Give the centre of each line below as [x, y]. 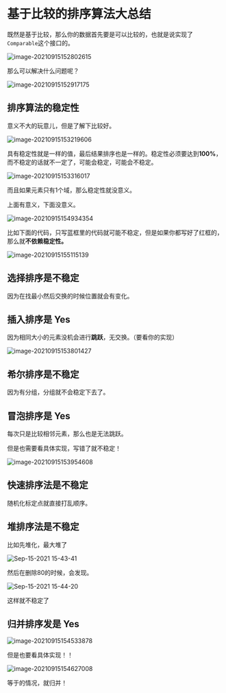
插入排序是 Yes [39, 319]
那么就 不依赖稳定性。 [37, 241]
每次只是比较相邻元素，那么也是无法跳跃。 [67, 434]
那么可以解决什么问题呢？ [43, 71]
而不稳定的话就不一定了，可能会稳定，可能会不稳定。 [82, 162]
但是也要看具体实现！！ [40, 655]
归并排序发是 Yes [43, 624]
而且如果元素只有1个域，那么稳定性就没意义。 [71, 190]
